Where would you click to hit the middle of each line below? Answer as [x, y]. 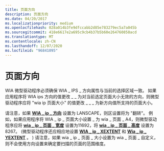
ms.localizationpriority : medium [39, 23]
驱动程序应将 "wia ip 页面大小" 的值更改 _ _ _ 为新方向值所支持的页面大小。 [80, 103]
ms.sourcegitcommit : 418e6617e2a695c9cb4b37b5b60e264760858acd [71, 32]
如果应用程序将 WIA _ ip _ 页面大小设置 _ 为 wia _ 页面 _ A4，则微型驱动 [85, 119]
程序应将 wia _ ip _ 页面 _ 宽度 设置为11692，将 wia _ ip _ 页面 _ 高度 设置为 [80, 126]
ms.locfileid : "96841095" [31, 50]
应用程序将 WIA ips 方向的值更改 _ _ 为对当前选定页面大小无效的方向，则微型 [82, 97]
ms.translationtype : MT [29, 37]
